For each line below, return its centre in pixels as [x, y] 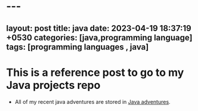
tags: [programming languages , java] [78, 47]
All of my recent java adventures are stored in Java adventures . [93, 101]
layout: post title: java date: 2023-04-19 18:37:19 [99, 28]
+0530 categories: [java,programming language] [99, 37]
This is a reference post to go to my [95, 73]
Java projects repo [53, 85]
